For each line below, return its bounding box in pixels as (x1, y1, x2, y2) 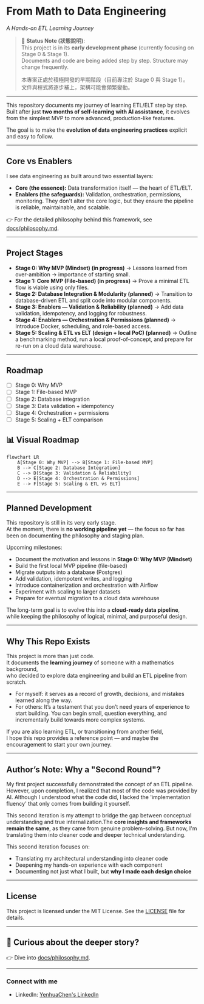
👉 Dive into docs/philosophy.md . (6, 953, 90, 961)
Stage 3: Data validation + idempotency (15, 402, 114, 409)
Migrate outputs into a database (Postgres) (15, 568, 123, 576)
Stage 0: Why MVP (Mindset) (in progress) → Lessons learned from (15, 264, 188, 271)
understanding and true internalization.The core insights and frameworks (6, 819, 192, 825)
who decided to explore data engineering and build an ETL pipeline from (6, 672, 187, 679)
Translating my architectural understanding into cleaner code (15, 855, 168, 862)
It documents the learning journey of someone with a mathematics (6, 659, 174, 666)
